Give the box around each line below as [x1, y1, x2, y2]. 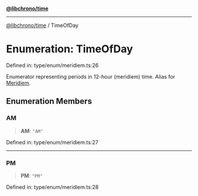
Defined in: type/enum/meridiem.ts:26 [6, 62, 99, 69]
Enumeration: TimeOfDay [6, 42, 133, 56]
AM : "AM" [20, 127, 43, 134]
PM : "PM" [20, 172, 43, 179]
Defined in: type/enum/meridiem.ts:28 [6, 183, 99, 190]
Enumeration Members [6, 96, 93, 106]
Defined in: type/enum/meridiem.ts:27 [6, 138, 98, 146]
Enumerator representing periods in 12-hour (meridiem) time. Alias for [6, 73, 176, 80]
